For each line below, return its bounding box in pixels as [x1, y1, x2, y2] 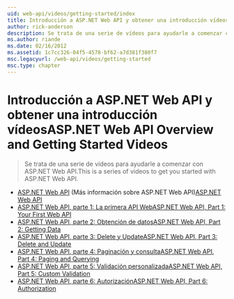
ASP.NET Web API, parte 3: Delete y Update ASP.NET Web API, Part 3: [17, 232, 218, 240]
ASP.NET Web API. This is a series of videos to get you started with [24, 167, 216, 175]
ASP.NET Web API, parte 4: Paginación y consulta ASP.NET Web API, [17, 247, 214, 255]
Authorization [17, 284, 57, 293]
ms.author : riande [7, 36, 61, 43]
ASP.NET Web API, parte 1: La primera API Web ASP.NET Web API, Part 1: [17, 203, 226, 211]
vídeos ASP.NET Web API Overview [7, 121, 214, 137]
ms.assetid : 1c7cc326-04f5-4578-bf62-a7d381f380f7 [7, 49, 157, 56]
